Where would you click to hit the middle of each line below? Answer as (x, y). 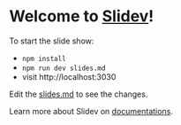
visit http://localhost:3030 (69, 76)
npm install (44, 59)
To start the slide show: (52, 41)
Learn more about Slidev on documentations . (91, 111)
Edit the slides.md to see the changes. (79, 94)
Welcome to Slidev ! (82, 16)
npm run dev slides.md (64, 68)
